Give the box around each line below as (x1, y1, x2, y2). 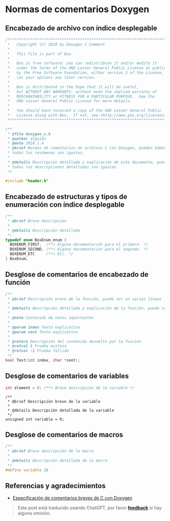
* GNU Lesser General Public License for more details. (7, 99, 133, 104)
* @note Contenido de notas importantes (7, 315, 94, 320)
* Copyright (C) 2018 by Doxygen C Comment (7, 42, 105, 47)
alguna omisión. (17, 510, 51, 516)
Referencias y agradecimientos (5, 481, 106, 491)
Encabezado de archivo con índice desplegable (5, 24, 158, 32)
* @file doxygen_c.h (7, 131, 51, 137)
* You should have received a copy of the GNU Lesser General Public (7, 108, 162, 113)
